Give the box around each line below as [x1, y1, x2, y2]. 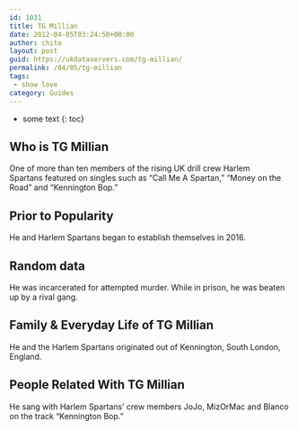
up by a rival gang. [9, 291, 78, 302]
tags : [9, 72, 30, 81]
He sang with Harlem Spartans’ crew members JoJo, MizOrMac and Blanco [9, 401, 289, 412]
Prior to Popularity [9, 208, 114, 223]
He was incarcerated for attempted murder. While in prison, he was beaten [9, 282, 285, 292]
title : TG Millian [9, 22, 78, 31]
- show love [13, 80, 58, 89]
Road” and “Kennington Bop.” [9, 182, 118, 193]
